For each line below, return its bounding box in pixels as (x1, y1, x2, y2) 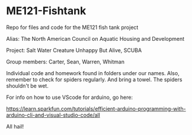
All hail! (6, 123, 24, 130)
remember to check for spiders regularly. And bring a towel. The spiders (6, 76, 183, 83)
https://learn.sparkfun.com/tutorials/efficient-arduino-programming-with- (6, 105, 186, 112)
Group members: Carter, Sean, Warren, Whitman (6, 58, 124, 65)
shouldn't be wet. (6, 82, 49, 89)
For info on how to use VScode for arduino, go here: (6, 94, 133, 101)
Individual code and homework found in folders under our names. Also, (6, 69, 180, 76)
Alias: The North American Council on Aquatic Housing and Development (6, 35, 185, 42)
